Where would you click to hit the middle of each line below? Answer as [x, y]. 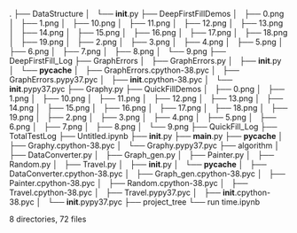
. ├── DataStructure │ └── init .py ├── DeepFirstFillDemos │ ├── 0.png [147, 14]
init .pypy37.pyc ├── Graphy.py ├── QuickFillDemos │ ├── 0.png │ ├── [147, 89]
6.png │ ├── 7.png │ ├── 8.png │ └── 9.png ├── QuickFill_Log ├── [143, 127]
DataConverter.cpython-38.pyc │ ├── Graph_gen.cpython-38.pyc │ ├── [147, 174]
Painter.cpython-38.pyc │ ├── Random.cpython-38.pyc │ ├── [129, 183]
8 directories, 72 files [48, 219]
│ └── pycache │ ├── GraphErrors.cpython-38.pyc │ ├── [124, 70]
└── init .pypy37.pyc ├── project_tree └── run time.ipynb [153, 202]
